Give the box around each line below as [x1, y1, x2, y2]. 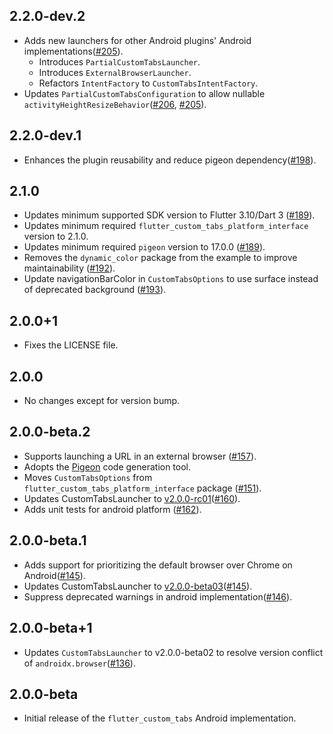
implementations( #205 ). [23, 45, 124, 57]
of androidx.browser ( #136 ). [23, 657, 136, 669]
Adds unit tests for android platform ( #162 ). [23, 503, 202, 515]
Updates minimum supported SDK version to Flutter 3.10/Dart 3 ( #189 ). [23, 209, 316, 221]
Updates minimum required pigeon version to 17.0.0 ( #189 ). [23, 241, 266, 253]
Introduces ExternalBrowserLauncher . [38, 66, 192, 78]
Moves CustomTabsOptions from [23, 471, 153, 483]
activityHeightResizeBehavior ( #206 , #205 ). [23, 98, 207, 110]
